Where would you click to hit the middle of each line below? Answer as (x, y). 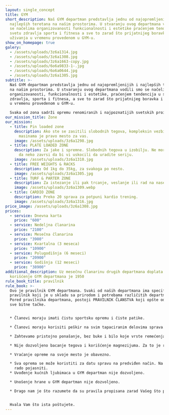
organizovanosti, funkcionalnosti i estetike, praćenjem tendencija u (85, 94)
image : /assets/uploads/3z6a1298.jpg (54, 141)
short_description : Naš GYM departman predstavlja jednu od (70, 19)
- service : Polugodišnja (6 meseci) (48, 253)
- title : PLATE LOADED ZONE (39, 146)
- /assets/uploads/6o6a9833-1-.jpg (47, 66)
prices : (13, 211)
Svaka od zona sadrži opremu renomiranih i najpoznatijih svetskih (82, 113)
